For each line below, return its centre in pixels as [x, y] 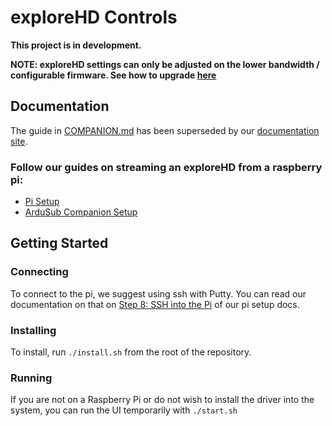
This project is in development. [76, 45]
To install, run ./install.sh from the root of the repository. [131, 352]
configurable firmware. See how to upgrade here [113, 75]
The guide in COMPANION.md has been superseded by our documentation [165, 130]
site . [19, 141]
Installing [33, 330]
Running [31, 378]
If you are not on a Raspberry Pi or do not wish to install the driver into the [162, 400]
